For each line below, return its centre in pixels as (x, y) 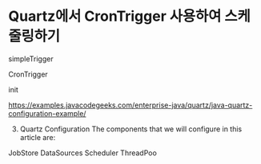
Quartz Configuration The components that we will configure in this (131, 129)
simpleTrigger (31, 59)
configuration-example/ (47, 113)
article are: (38, 137)
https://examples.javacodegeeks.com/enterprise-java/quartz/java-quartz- (130, 105)
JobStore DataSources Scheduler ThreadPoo (83, 153)
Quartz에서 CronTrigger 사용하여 (115, 16)
